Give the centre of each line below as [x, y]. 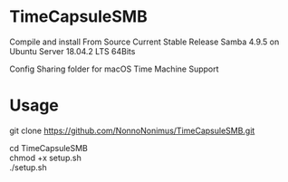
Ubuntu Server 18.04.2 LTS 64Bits [72, 51]
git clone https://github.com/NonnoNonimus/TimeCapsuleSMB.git [132, 130]
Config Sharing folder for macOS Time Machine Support [114, 69]
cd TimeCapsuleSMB [49, 148]
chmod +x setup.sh [45, 158]
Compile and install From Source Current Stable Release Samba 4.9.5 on [144, 42]
